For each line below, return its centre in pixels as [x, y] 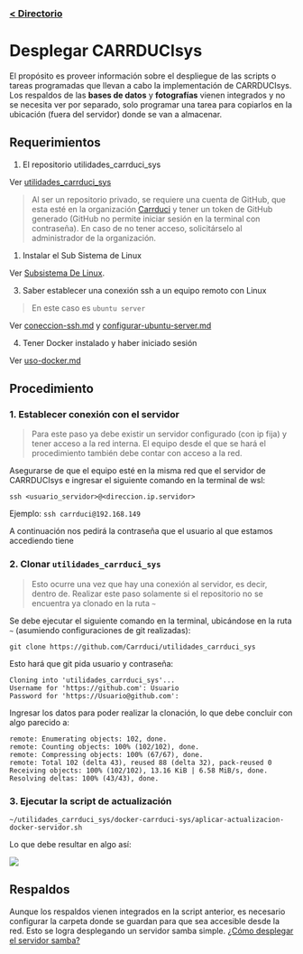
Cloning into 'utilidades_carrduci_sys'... [92, 680]
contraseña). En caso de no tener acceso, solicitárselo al [137, 228]
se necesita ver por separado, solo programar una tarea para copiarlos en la [151, 104]
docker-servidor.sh [46, 828]
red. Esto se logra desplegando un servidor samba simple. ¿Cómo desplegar [151, 931]
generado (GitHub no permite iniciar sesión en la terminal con [146, 219]
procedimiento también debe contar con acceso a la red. [137, 454]
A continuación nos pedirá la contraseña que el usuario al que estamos [141, 531]
